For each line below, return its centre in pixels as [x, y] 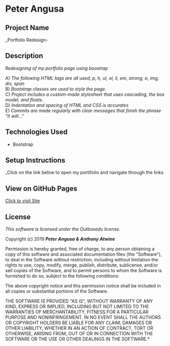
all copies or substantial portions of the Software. [57, 291]
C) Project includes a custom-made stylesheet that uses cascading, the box [85, 94]
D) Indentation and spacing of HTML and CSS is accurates [67, 105]
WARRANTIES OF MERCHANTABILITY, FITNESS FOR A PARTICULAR [77, 312]
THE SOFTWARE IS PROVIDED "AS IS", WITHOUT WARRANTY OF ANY [79, 301]
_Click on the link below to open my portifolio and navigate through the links [84, 172]
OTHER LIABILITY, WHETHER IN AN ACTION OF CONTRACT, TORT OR [79, 328]
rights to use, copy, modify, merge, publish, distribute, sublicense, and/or [82, 265]
